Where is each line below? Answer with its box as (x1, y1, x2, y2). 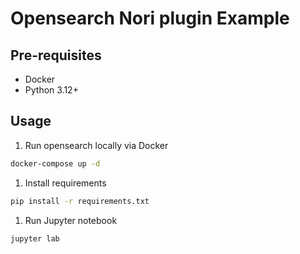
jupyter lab (10, 233, 60, 244)
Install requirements (24, 177, 107, 189)
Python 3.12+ (24, 84, 79, 96)
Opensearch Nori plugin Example (10, 7, 290, 30)
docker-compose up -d (10, 158, 101, 169)
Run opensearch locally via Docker (24, 139, 169, 151)
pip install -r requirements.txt (10, 196, 150, 206)
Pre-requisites (10, 47, 102, 64)
